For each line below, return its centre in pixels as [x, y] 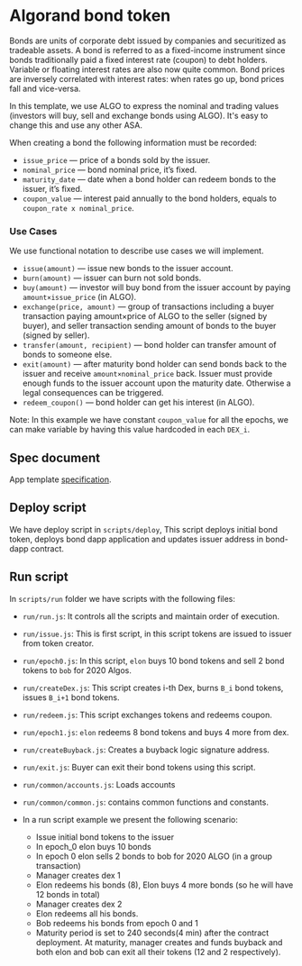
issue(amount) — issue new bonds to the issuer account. [128, 269]
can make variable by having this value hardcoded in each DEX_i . [130, 430]
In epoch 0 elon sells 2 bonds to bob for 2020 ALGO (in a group [154, 856]
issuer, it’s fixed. [52, 188]
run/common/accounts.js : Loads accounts [99, 784]
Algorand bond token [90, 16]
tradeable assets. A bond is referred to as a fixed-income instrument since [147, 50]
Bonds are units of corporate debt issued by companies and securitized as [148, 41]
